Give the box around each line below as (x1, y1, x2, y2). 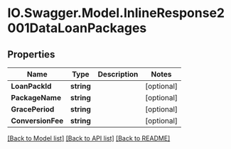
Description (97, 70, 139, 79)
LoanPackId (11, 82, 52, 91)
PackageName (11, 93, 62, 102)
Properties (7, 48, 55, 60)
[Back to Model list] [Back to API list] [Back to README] (7, 134, 171, 143)
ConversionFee (11, 116, 64, 126)
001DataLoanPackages (7, 20, 147, 36)
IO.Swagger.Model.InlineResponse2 (7, 5, 225, 21)
